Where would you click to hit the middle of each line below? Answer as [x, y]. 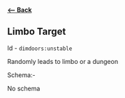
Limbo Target [37, 31]
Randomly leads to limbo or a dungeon [63, 62]
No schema [24, 89]
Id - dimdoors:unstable [40, 48]
